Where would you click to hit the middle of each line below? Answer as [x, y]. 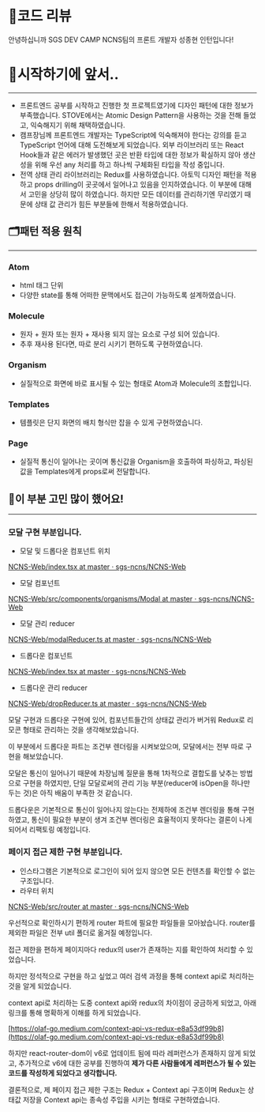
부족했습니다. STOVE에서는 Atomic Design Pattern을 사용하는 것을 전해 [131, 115]
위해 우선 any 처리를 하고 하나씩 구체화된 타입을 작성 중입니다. [129, 164]
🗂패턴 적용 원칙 [45, 231]
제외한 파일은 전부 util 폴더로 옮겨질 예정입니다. [80, 933]
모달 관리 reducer [47, 624]
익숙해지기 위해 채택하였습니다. [78, 125]
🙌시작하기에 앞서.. [64, 75]
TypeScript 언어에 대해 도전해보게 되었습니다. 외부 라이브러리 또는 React [132, 145]
